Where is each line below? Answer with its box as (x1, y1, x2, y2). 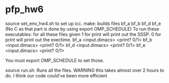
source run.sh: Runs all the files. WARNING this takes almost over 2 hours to (5, 67, 164, 73)
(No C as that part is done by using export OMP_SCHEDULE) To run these (5, 25, 159, 32)
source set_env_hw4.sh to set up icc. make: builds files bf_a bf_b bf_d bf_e (5, 20, 161, 26)
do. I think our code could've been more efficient (5, 72, 108, 78)
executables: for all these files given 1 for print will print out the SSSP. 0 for (5, 31, 161, 37)
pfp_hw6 (5, 4, 44, 15)
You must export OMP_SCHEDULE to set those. (5, 57, 105, 63)
